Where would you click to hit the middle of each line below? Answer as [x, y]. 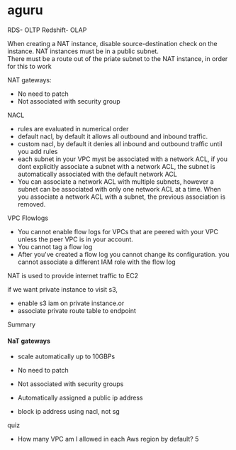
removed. [32, 204]
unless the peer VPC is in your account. [75, 239]
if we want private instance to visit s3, [63, 289]
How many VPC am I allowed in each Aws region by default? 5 [108, 439]
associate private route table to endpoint [77, 310]
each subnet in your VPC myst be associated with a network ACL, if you [123, 159]
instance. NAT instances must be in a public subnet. [83, 51]
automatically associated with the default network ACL [97, 174]
